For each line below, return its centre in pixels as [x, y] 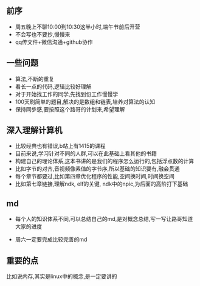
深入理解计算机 [34, 131]
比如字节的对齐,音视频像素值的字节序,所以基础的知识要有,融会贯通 [97, 169]
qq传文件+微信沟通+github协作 [54, 42]
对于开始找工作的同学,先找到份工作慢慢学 [67, 94]
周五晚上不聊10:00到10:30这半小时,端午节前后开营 [78, 27]
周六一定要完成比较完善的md [51, 240]
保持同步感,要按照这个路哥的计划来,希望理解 [70, 109]
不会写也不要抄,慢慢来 [43, 34]
